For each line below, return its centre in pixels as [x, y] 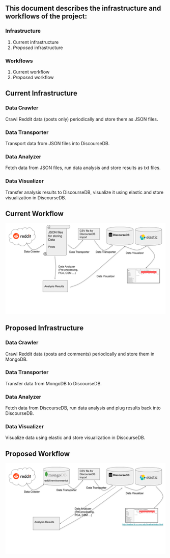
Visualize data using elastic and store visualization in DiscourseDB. [75, 438]
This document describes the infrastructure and [83, 8]
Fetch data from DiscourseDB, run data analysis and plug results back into [83, 408]
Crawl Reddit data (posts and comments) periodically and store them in [80, 354]
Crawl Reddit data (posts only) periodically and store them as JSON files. [82, 119]
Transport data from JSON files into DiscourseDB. [58, 143]
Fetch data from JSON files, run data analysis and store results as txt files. [83, 168]
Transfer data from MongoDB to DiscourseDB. [53, 383]
